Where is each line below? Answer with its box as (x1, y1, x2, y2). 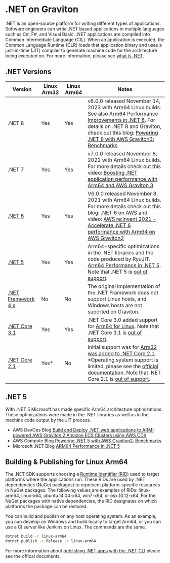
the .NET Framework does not (88, 289, 158, 296)
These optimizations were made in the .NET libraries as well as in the (5, 411, 149, 417)
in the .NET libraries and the (88, 249, 154, 256)
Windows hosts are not (88, 302, 143, 309)
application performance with (88, 175, 158, 182)
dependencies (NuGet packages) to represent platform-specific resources (5, 482, 160, 488)
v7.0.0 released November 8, (88, 150, 158, 157)
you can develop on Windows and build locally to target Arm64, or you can (5, 519, 161, 525)
